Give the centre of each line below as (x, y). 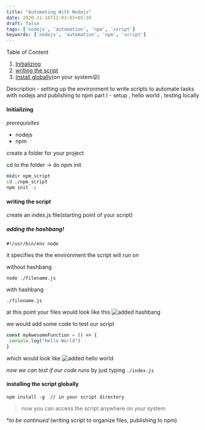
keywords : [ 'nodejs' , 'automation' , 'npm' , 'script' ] (76, 35)
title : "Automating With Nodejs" (49, 12)
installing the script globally (43, 384)
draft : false (23, 23)
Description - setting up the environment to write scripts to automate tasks (100, 89)
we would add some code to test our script (60, 324)
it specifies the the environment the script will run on (73, 255)
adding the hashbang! (35, 229)
